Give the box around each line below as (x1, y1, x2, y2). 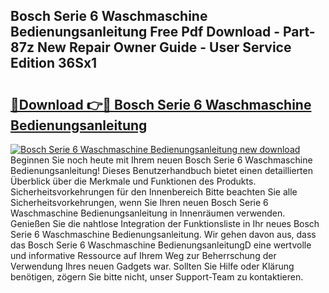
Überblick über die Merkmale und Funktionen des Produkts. (10, 175, 257, 187)
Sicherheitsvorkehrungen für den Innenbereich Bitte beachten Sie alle (10, 186, 298, 198)
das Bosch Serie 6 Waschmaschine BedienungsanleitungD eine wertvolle (10, 239, 312, 251)
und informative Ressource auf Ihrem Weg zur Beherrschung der (10, 250, 277, 261)
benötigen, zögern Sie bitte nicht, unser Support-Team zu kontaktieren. (10, 271, 304, 283)
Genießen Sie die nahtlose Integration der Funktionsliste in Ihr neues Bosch (10, 218, 320, 229)
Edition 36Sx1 (10, 55, 98, 72)
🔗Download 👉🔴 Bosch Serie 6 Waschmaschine (10, 96, 312, 113)
